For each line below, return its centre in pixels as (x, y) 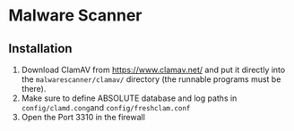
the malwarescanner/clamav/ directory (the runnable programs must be (151, 79)
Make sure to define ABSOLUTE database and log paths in (129, 98)
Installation (40, 49)
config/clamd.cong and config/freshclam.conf (106, 107)
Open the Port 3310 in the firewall (83, 117)
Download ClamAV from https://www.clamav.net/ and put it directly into (153, 70)
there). (34, 89)
